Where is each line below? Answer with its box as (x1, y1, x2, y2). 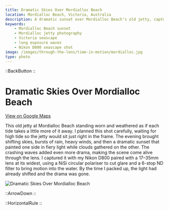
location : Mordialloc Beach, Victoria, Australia (5, 12, 112, 17)
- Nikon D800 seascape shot (14, 45, 73, 50)
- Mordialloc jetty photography (14, 31, 82, 36)
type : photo (5, 54, 30, 59)
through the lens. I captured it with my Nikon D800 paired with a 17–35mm (5, 155, 159, 161)
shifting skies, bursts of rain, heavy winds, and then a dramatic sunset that (5, 139, 159, 145)
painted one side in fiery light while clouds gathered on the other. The (5, 144, 149, 150)
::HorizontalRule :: (5, 200, 42, 206)
